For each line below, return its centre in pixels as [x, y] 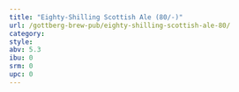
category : [27, 33]
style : [21, 42]
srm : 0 [21, 67]
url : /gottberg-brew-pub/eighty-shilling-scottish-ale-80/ [120, 25]
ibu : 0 [21, 58]
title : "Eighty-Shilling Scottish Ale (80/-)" [96, 17]
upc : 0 [21, 74]
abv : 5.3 [25, 50]
